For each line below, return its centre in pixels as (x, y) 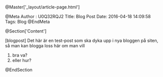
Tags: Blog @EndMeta (27, 22)
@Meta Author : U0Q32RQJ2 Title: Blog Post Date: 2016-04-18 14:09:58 (78, 16)
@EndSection (19, 70)
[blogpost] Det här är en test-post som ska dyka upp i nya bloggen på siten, (82, 40)
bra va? (20, 55)
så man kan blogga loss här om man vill (45, 46)
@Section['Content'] (26, 31)
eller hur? (22, 60)
